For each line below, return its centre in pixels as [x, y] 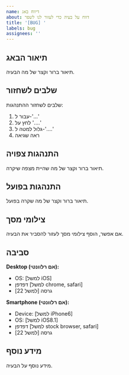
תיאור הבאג [27, 58]
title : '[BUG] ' [26, 23]
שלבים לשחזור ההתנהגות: [35, 105]
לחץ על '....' [28, 123]
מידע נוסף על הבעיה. [29, 366]
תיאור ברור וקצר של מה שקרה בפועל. [47, 201]
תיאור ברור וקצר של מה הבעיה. [41, 72]
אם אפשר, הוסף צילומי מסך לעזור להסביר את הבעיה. [65, 234]
